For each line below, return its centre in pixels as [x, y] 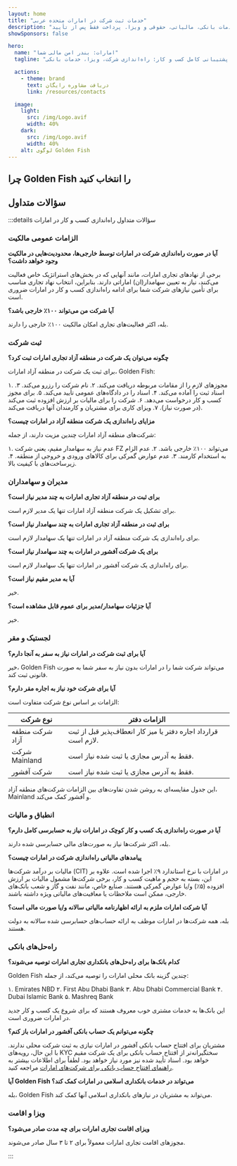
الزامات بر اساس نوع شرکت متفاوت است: [64, 702]
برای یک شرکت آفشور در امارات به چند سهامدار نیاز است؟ [83, 552]
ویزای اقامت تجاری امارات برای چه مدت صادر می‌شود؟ [79, 1129]
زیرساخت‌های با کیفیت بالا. [42, 464]
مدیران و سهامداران [38, 482]
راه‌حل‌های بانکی [32, 946]
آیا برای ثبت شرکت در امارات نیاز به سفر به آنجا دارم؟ [77, 653]
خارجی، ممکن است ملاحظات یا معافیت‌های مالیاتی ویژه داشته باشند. [97, 894]
